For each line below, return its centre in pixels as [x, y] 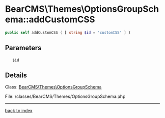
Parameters [23, 48]
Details [16, 75]
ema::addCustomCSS [50, 19]
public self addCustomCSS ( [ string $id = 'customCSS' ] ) [68, 32]
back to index [19, 111]
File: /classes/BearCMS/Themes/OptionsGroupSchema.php [65, 96]
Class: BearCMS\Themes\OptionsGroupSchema [53, 87]
